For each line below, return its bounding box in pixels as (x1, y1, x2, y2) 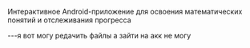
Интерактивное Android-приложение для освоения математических (7, 7, 243, 16)
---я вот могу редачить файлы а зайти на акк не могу (7, 31, 192, 40)
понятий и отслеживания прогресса (7, 15, 131, 25)
